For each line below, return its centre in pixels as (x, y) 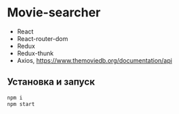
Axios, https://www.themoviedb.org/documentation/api (95, 60)
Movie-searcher (54, 13)
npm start (21, 104)
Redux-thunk (35, 53)
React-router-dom (42, 38)
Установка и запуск (51, 82)
